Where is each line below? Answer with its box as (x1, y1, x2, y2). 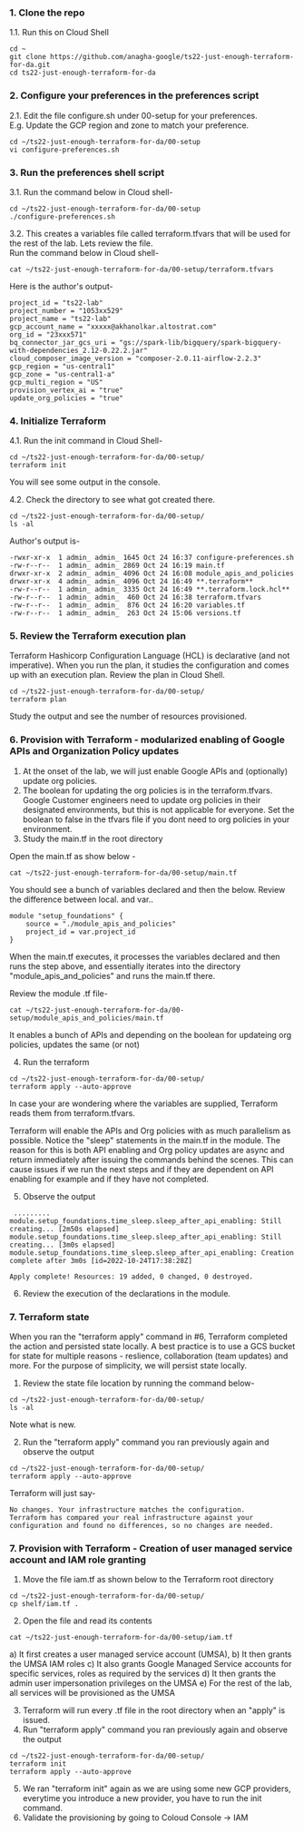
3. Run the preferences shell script (9, 166, 165, 179)
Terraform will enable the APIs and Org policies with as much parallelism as (9, 1125, 291, 1136)
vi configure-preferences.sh (9, 145, 120, 154)
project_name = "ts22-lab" (9, 314, 112, 323)
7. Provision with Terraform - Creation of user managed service (9, 1543, 293, 1554)
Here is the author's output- (9, 280, 113, 291)
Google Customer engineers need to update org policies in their (22, 794, 261, 805)
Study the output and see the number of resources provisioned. (9, 710, 248, 722)
